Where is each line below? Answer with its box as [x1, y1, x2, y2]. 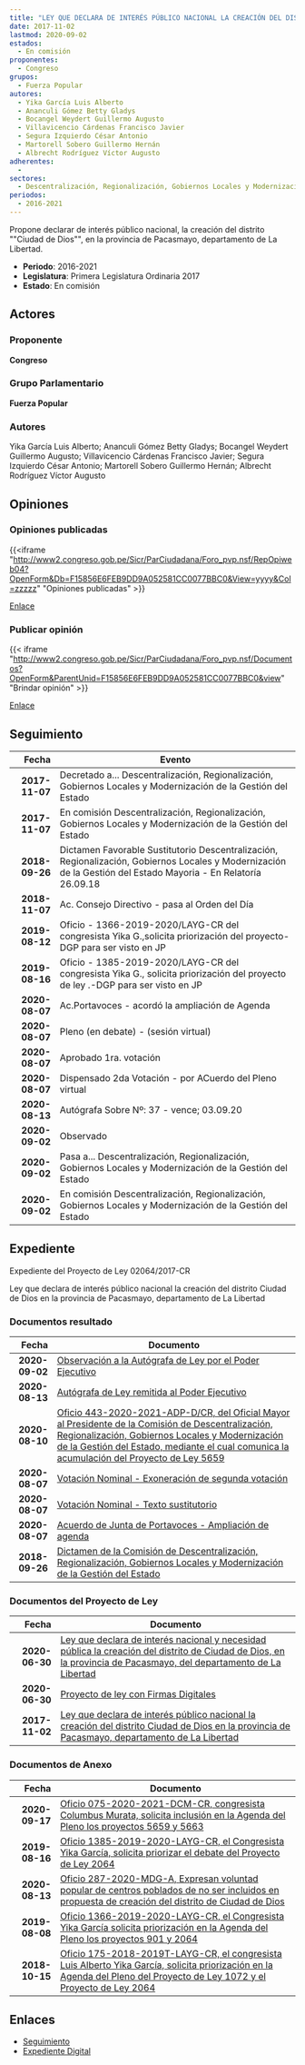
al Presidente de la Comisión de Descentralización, [56, 1418, 273, 1431]
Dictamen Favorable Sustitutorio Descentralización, [59, 843, 279, 856]
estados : [9, 38, 43, 48]
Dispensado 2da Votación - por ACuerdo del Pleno [59, 1071, 277, 1084]
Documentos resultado [9, 1315, 113, 1327]
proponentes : [9, 55, 59, 65]
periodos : [9, 191, 47, 200]
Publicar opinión [9, 623, 84, 636]
